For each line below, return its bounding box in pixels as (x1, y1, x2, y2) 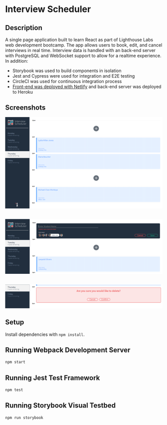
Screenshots (5, 104, 46, 112)
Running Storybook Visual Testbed (5, 401, 116, 410)
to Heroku (12, 89, 33, 95)
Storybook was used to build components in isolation (12, 68, 122, 74)
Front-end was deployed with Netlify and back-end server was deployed (12, 84, 162, 90)
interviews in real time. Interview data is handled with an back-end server (5, 48, 156, 53)
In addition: (5, 58, 28, 64)
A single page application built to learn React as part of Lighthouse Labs (5, 37, 154, 43)
